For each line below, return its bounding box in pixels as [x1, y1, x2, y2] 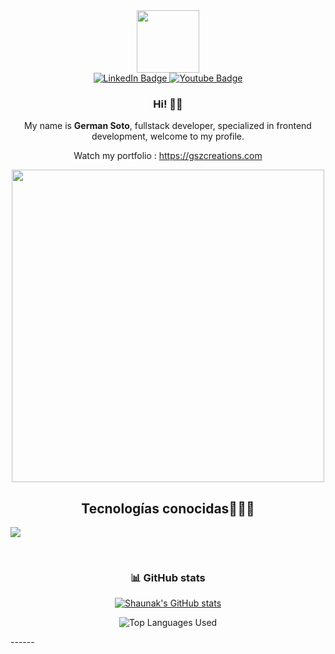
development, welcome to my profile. [91, 130, 245, 143]
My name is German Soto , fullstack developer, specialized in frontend [24, 120, 312, 132]
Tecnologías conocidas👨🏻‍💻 [81, 500, 255, 517]
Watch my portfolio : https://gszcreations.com [73, 150, 263, 162]
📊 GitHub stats [130, 571, 206, 585]
